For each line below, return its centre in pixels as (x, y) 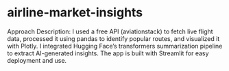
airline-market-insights (75, 13)
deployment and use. (37, 60)
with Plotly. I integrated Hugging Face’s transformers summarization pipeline (115, 46)
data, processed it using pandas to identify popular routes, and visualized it (113, 38)
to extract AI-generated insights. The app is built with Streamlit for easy (108, 53)
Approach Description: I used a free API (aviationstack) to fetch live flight (110, 31)
